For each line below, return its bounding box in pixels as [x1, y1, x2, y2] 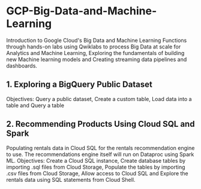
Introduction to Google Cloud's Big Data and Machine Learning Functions [6, 36, 187, 44]
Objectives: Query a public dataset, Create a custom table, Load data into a [6, 95, 192, 102]
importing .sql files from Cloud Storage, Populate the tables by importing [6, 163, 185, 170]
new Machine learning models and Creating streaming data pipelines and [6, 56, 187, 63]
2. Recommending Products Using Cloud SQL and [6, 119, 195, 129]
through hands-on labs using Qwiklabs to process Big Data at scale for [6, 43, 181, 50]
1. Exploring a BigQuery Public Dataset [6, 80, 153, 90]
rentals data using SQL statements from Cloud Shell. [6, 176, 136, 183]
